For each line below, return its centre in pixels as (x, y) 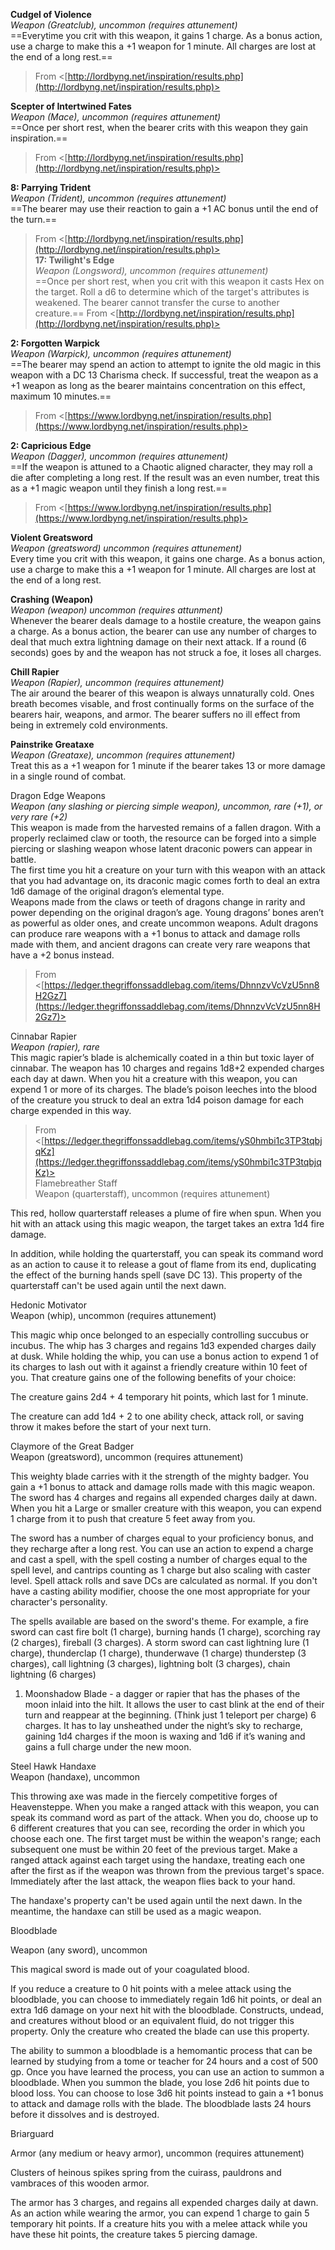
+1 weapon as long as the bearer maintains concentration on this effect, (158, 385)
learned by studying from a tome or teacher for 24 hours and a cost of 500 (164, 2061)
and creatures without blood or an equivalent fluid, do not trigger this (152, 2020)
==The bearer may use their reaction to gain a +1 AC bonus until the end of (164, 208)
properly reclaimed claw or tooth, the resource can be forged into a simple (163, 838)
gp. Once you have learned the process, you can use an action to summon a (167, 2072)
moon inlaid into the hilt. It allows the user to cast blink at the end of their (174, 1704)
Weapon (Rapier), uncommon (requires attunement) (117, 682)
